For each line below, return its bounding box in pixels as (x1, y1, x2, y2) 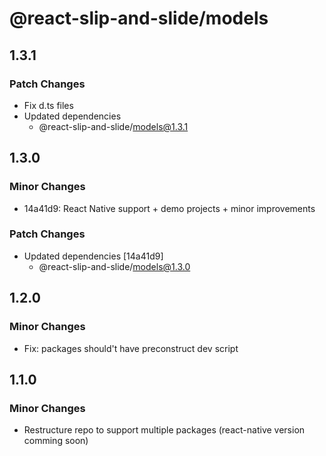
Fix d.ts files (23, 99, 74, 111)
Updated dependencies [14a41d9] (23, 250, 164, 262)
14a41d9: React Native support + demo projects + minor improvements (23, 202, 316, 214)
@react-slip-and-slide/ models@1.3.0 (38, 260, 191, 272)
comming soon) (23, 435, 89, 447)
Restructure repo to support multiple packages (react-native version (23, 424, 306, 436)
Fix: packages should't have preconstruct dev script (23, 342, 239, 354)
